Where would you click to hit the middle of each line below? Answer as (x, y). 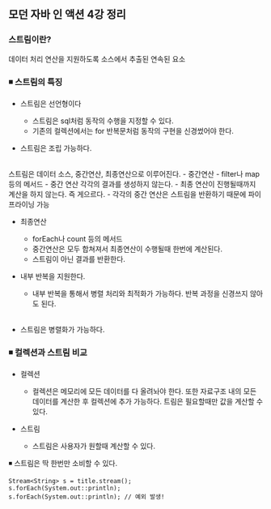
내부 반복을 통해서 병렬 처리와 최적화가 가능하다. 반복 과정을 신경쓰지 (140, 293)
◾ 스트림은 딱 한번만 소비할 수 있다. (63, 464)
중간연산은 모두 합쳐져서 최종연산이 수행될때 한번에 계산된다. (127, 249)
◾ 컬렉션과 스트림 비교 (48, 353)
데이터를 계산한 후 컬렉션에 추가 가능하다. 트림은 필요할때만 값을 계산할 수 (148, 402)
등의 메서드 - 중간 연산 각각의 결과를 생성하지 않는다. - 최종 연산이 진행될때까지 (132, 184)
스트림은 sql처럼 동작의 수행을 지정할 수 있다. (103, 121)
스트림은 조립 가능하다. (56, 148)
